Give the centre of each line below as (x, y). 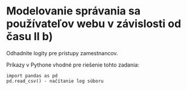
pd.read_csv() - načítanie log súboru (55, 81)
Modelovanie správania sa (73, 11)
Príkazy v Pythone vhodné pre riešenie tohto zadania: (73, 65)
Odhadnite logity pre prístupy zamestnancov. (62, 53)
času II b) (30, 37)
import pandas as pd (32, 76)
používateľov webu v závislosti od (94, 24)
